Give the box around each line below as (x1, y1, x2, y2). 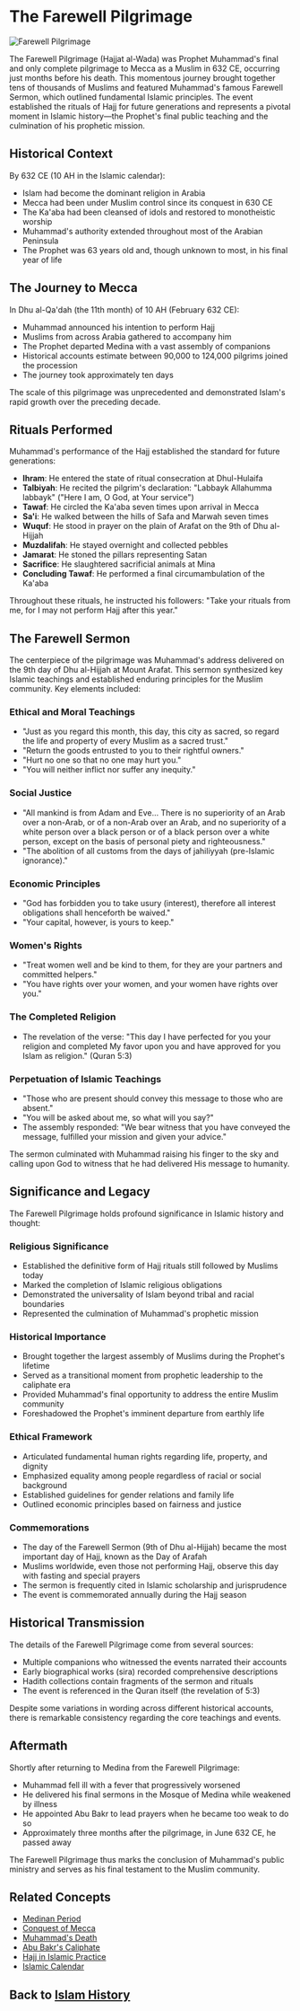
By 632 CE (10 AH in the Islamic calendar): (9, 170, 166, 181)
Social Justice (9, 787, 73, 799)
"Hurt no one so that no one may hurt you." (21, 754, 182, 765)
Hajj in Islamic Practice (21, 1952, 107, 1962)
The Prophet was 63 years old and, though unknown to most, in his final (21, 244, 288, 255)
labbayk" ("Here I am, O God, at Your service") (21, 492, 194, 503)
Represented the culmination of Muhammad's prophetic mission (21, 1309, 259, 1319)
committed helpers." (21, 969, 98, 980)
